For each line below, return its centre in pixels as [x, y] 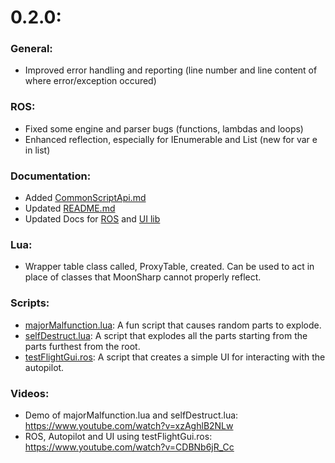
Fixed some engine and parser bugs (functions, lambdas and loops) [164, 128]
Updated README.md [70, 208]
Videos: [30, 393]
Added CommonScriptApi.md [85, 198]
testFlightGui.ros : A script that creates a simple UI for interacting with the [175, 357]
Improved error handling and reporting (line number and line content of [171, 70]
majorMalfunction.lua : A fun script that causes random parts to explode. [173, 325]
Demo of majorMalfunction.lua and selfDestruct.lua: [131, 415]
